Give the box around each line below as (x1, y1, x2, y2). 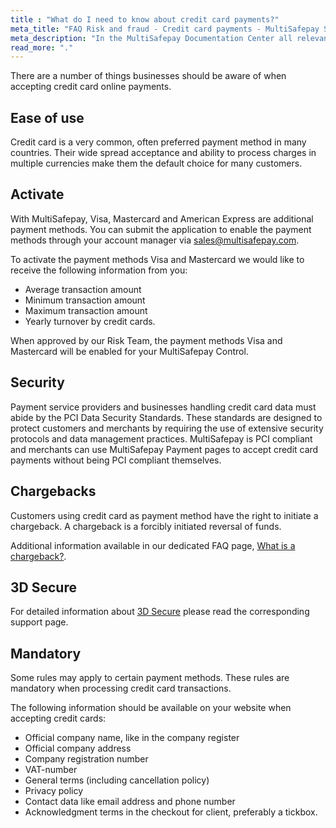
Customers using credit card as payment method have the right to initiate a (10, 509, 319, 521)
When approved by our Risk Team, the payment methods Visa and (10, 334, 283, 346)
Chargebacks (10, 483, 97, 500)
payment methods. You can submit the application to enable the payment (10, 223, 312, 235)
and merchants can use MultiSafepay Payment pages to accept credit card (10, 443, 319, 455)
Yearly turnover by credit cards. (24, 315, 156, 327)
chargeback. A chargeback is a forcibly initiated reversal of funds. (10, 520, 282, 532)
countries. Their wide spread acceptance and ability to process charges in (10, 147, 317, 159)
